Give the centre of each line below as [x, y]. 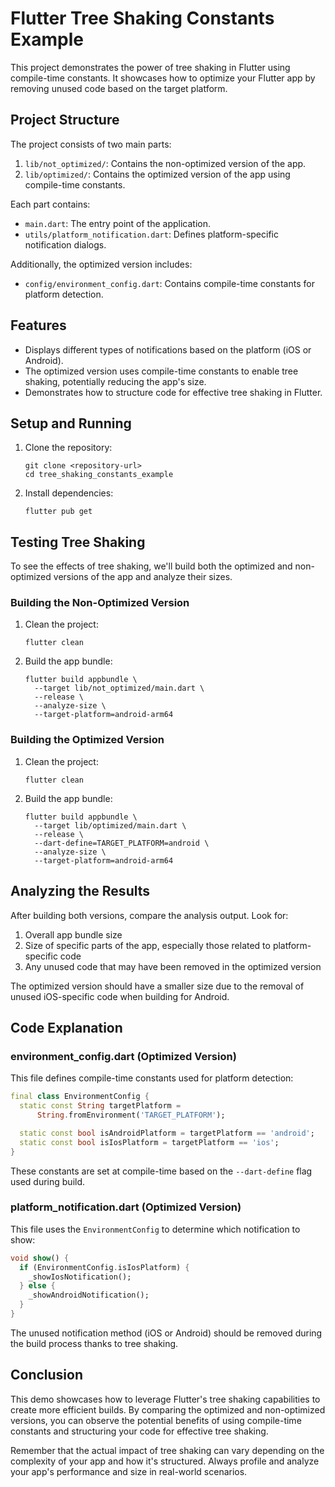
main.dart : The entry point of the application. [117, 223]
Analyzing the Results [80, 891]
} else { [37, 1286]
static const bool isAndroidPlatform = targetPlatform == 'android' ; [167, 1133]
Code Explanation [66, 1027]
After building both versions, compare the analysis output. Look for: [149, 915]
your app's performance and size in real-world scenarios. [129, 1471]
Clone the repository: [68, 448]
